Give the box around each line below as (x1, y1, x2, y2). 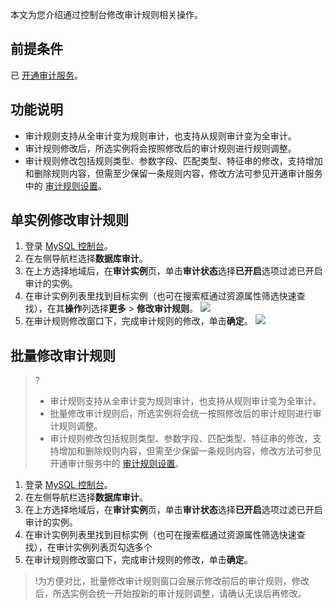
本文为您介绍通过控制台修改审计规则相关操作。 (10, 9, 203, 20)
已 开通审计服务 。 (10, 69, 83, 81)
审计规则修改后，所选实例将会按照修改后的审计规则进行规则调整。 (24, 142, 297, 154)
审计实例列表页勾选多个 (55, 541, 153, 553)
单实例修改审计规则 (10, 212, 129, 229)
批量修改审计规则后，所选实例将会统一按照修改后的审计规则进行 (49, 408, 313, 420)
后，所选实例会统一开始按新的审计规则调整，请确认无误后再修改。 (34, 588, 307, 600)
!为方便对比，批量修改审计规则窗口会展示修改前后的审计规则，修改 (34, 575, 310, 587)
